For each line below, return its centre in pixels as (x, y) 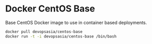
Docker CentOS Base (50, 9)
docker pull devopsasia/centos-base (44, 31)
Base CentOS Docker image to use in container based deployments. (76, 22)
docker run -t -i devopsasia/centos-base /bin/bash (61, 36)
